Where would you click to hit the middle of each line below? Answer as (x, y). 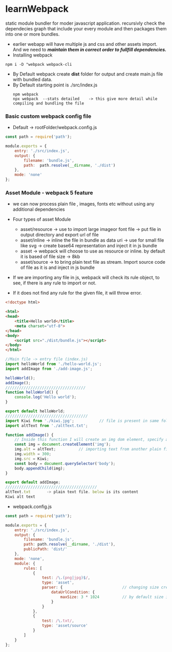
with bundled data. (33, 79)
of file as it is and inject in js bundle (57, 267)
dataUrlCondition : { (73, 592)
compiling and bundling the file (48, 103)
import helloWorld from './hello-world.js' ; (53, 364)
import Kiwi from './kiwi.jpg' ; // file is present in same (82, 421)
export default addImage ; (33, 482)
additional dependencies (39, 209)
